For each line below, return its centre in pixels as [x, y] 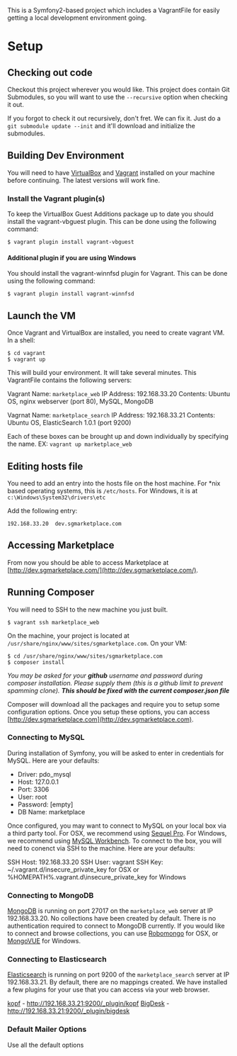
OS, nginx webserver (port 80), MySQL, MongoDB [81, 401]
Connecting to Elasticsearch [57, 960]
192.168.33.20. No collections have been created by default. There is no [112, 919]
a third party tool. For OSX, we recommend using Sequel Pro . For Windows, [117, 833]
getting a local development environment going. [77, 18]
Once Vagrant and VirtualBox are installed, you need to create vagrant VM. [116, 333]
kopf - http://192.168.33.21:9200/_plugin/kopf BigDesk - [88, 1004]
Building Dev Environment [66, 156]
